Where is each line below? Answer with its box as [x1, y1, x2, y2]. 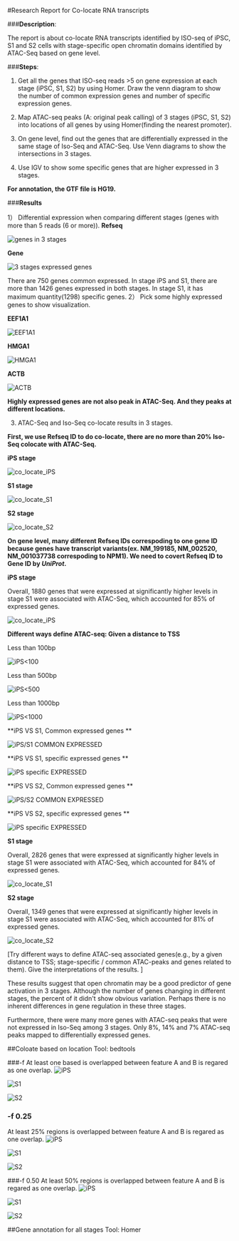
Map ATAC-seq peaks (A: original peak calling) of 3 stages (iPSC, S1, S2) [17, 113, 231, 121]
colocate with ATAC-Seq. [20, 440, 97, 448]
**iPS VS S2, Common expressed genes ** [7, 782, 134, 790]
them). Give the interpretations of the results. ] [7, 965, 144, 974]
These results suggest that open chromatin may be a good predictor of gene [7, 979, 232, 987]
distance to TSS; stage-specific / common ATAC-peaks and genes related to [7, 958, 232, 966]
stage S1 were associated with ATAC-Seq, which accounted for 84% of [7, 858, 216, 867]
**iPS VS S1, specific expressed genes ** [7, 754, 129, 762]
